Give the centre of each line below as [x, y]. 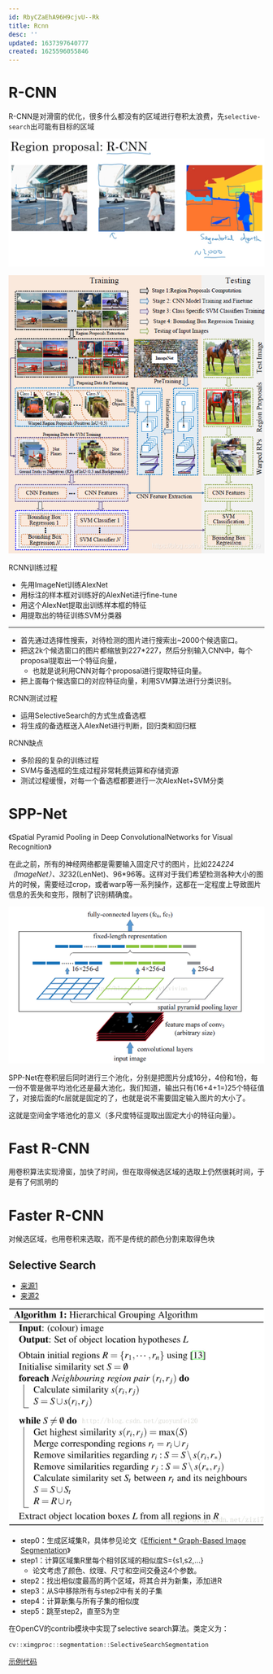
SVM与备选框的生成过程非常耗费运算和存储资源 [100, 771]
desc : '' [23, 34]
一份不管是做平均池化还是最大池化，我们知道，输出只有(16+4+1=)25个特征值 [136, 1087]
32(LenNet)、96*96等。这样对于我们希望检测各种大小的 [162, 874]
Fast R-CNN [49, 1148]
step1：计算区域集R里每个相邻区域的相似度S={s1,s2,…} [112, 1560]
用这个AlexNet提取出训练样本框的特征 [83, 605]
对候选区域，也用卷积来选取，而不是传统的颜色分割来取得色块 [112, 1239]
